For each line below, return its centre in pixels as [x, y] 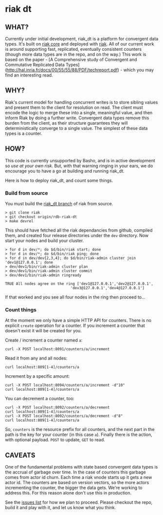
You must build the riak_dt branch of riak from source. [59, 203]
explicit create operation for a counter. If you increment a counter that [75, 325]
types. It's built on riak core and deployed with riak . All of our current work [80, 44]
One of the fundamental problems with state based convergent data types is [81, 467]
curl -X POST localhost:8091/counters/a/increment [57, 349]
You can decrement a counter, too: [40, 399]
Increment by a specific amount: [37, 376]
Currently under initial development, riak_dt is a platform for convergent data [82, 39]
